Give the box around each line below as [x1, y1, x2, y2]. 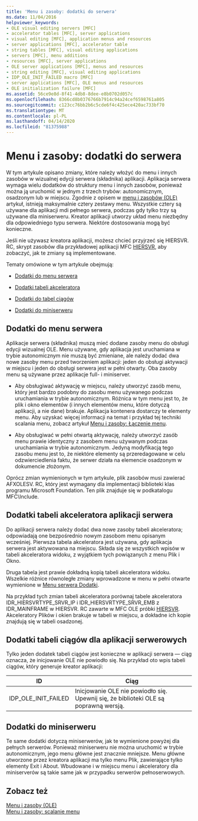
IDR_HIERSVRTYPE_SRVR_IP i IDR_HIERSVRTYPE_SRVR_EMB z [6, 599, 160, 606]
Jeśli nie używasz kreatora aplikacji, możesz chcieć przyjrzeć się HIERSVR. [6, 237, 189, 244]
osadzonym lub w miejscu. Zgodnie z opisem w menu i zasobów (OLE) [6, 194, 178, 201]
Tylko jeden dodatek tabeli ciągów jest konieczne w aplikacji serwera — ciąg [6, 650, 192, 657]
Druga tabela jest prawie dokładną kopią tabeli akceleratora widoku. [6, 568, 171, 576]
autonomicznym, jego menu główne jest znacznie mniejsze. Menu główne [6, 750, 185, 757]
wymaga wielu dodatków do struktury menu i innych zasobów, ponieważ [6, 181, 183, 188]
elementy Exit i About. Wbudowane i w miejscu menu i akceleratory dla [6, 763, 179, 770]
